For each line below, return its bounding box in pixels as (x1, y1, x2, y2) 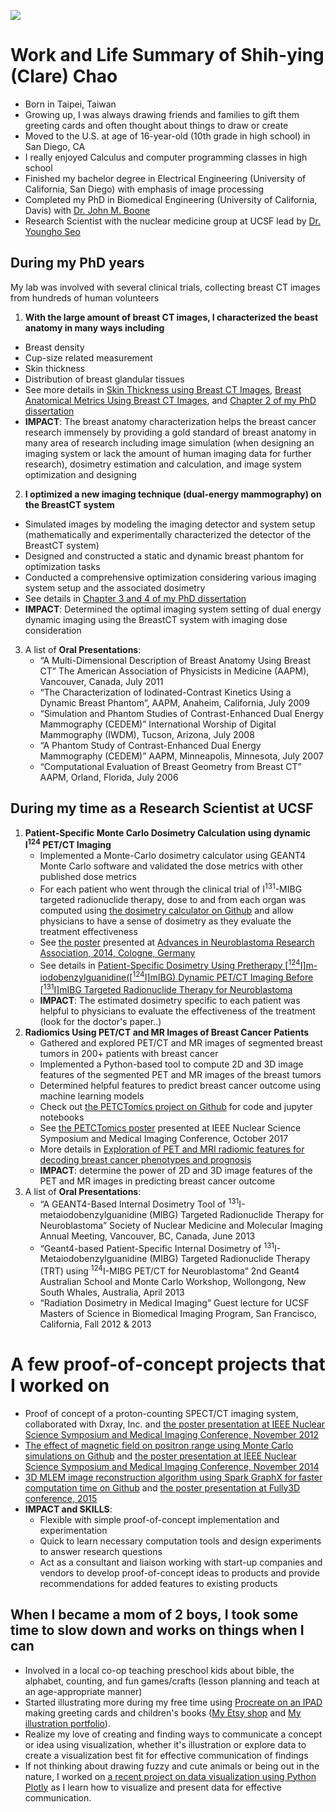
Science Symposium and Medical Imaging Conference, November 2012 (24, 1428, 320, 1440)
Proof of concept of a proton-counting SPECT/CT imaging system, (24, 1407, 299, 1419)
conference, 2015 (24, 1492, 98, 1504)
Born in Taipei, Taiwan (24, 98, 117, 110)
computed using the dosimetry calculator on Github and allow (39, 904, 295, 916)
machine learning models (39, 1090, 145, 1102)
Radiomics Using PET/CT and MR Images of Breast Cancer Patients (24, 1026, 309, 1038)
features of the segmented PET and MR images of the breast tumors (39, 1068, 322, 1080)
